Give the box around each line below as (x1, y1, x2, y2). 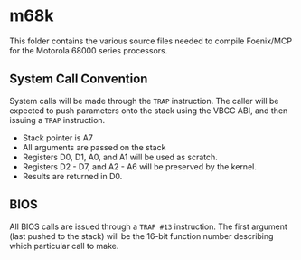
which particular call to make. (9, 240, 119, 251)
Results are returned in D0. (22, 170, 123, 181)
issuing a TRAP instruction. (9, 114, 106, 125)
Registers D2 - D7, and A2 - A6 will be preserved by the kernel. (22, 160, 258, 172)
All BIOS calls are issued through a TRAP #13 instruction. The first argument (9, 221, 287, 232)
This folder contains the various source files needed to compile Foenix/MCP (9, 35, 292, 46)
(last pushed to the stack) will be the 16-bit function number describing (9, 230, 274, 241)
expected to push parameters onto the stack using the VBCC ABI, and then (9, 105, 288, 116)
